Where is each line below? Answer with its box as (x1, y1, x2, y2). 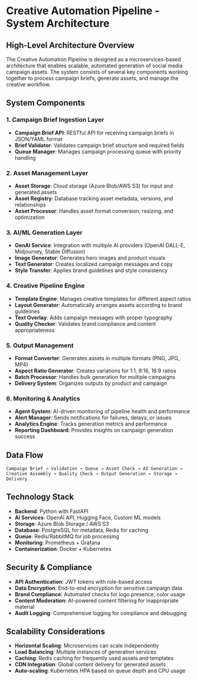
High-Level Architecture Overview (6, 40, 135, 50)
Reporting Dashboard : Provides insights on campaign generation (14, 427, 173, 434)
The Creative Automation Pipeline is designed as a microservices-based (6, 56, 181, 63)
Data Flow (6, 450, 44, 460)
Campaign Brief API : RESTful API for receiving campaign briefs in (14, 129, 175, 136)
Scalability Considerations (6, 627, 105, 636)
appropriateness (14, 326, 55, 334)
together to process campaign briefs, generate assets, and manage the (6, 75, 179, 81)
